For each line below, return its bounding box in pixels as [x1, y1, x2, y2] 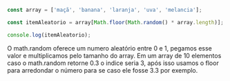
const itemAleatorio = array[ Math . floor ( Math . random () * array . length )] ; [7, 19, 224, 26]
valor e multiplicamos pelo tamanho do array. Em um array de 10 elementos [7, 51, 222, 60]
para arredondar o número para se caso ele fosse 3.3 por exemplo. [7, 66, 198, 74]
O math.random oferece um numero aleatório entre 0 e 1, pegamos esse [7, 44, 213, 52]
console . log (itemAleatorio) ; [7, 31, 91, 38]
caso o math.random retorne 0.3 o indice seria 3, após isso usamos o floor [7, 59, 219, 67]
